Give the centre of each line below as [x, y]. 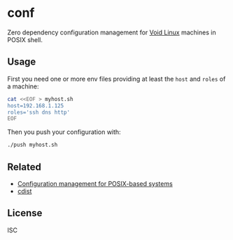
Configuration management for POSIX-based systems [95, 183]
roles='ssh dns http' [39, 112]
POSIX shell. [25, 39]
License [25, 213]
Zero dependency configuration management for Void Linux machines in [112, 32]
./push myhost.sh [33, 145]
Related [24, 167]
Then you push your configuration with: [64, 132]
